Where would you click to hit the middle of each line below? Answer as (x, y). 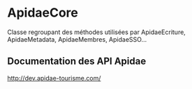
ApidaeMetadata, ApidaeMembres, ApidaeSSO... (77, 39)
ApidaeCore (43, 13)
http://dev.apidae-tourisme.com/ (54, 78)
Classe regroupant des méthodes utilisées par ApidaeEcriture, (97, 32)
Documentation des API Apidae (77, 62)
